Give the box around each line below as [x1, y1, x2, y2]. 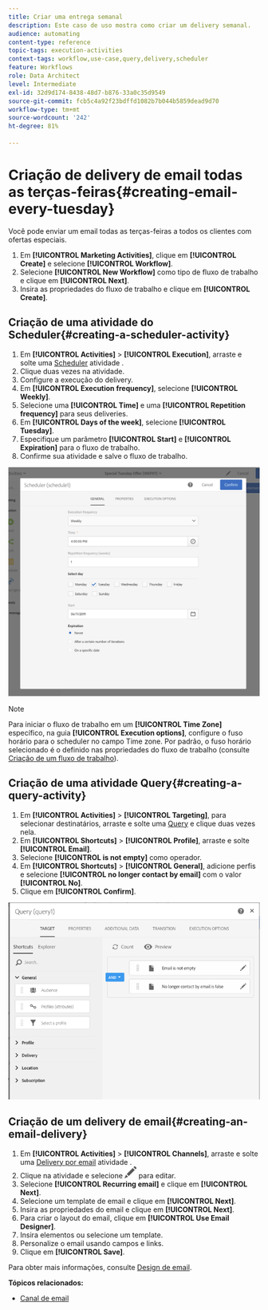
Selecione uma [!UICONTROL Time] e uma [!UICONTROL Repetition [19, 400, 246, 410]
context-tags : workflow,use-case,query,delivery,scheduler [8, 55, 209, 63]
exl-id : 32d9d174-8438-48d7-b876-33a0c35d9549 [8, 89, 166, 97]
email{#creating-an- [143, 1115, 249, 1129]
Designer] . [19, 1221, 56, 1231]
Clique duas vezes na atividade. [19, 366, 125, 376]
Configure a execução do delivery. [19, 375, 133, 385]
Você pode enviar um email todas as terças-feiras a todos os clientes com [8, 226, 252, 235]
